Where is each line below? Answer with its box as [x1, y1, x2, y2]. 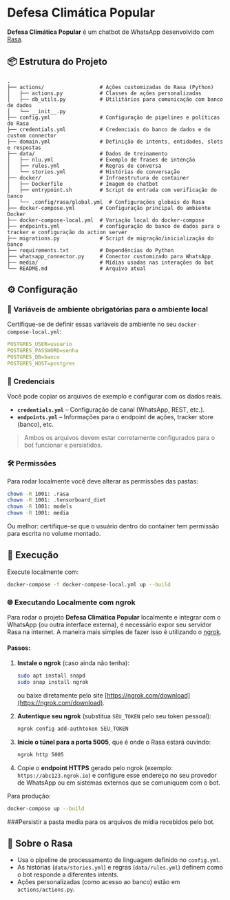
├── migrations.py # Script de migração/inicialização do [7, 235, 214, 242]
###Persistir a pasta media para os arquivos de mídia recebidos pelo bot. [7, 817, 216, 826]
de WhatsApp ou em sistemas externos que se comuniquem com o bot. [17, 778, 220, 787]
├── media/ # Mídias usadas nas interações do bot [7, 259, 214, 266]
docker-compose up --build [7, 805, 85, 812]
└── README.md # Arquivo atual [7, 265, 147, 272]
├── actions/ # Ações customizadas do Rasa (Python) [7, 84, 214, 90]
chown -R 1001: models [7, 503, 72, 510]
